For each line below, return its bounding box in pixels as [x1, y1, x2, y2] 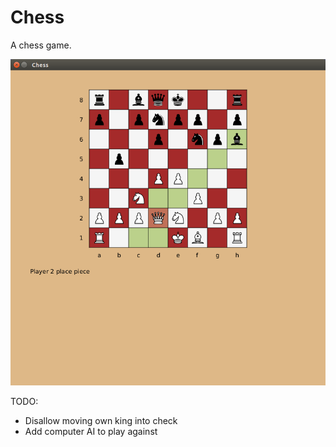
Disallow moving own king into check [24, 414, 178, 426]
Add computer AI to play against [24, 425, 158, 437]
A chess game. [10, 39, 72, 51]
